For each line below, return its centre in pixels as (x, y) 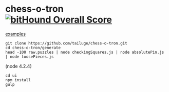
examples (16, 34)
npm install (18, 80)
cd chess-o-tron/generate (33, 48)
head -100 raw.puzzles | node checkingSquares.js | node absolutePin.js (85, 52)
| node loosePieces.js (30, 57)
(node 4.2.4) (18, 66)
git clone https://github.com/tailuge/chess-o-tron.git (66, 43)
